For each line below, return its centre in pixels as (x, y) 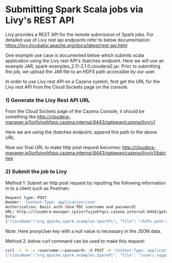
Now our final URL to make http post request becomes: (63, 147)
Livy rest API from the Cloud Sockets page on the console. (67, 87)
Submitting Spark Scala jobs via (74, 9)
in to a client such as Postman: (38, 188)
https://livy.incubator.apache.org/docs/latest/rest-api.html (67, 45)
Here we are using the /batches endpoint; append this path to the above (81, 132)
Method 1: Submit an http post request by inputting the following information (85, 183)
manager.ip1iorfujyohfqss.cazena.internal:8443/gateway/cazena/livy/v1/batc (86, 153)
